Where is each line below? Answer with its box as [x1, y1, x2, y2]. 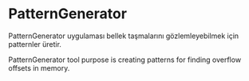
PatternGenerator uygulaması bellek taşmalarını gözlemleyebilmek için [8, 31, 239, 40]
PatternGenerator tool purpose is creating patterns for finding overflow [8, 55, 242, 64]
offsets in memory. [8, 63, 70, 72]
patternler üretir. [8, 39, 62, 48]
